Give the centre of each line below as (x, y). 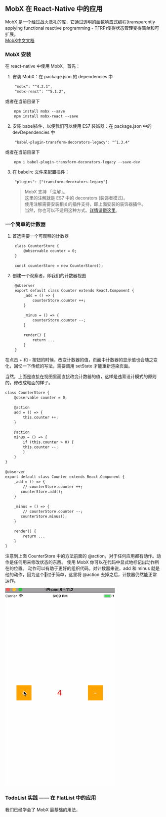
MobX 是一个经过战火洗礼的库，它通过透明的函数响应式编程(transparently (80, 22)
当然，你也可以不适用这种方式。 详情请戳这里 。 (72, 210)
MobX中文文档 (20, 40)
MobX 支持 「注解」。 (46, 192)
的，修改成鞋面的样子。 (29, 383)
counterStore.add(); (42, 492)
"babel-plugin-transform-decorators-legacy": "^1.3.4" (72, 143)
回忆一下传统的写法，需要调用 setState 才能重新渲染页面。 (73, 366)
